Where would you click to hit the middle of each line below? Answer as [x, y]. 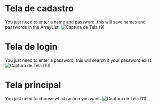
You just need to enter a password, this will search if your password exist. [79, 60]
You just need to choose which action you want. [53, 98]
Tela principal [33, 85]
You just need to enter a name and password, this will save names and [75, 22]
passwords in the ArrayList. [32, 27]
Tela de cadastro [39, 9]
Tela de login [31, 47]
